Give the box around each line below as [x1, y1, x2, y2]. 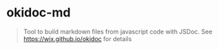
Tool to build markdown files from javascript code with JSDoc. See [23, 27, 213, 36]
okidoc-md [6, 5, 71, 21]
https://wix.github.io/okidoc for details [23, 34, 132, 42]
